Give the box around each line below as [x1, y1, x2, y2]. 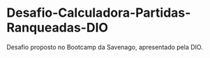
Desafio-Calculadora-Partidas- [6, 5, 191, 21]
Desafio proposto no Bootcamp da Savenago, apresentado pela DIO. [6, 43, 203, 51]
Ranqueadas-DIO [6, 20, 109, 36]
